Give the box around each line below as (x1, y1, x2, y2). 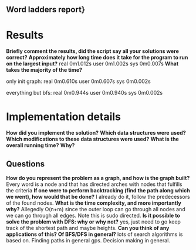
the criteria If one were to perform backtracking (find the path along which (6, 187, 191, 194)
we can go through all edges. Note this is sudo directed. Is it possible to (6, 212, 180, 219)
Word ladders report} (6, 5, 86, 15)
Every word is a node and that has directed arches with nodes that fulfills (6, 181, 183, 188)
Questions (6, 159, 45, 169)
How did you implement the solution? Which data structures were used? (6, 129, 186, 136)
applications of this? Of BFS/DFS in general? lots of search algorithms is (6, 231, 183, 238)
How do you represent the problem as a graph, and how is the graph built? (6, 175, 190, 182)
